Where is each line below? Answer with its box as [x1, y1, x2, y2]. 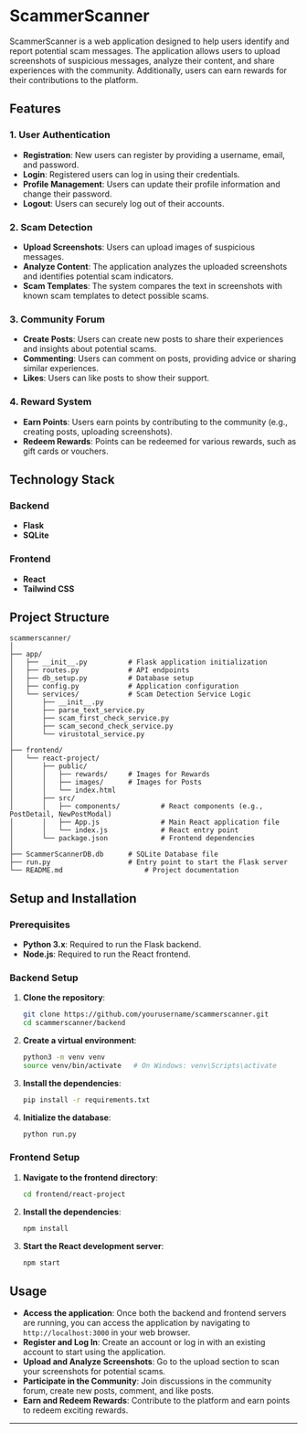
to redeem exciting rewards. [22, 1405, 129, 1416]
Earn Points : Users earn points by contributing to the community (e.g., [22, 416, 288, 427]
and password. [22, 159, 79, 170]
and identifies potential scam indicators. [22, 271, 174, 282]
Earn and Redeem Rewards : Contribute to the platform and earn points [22, 1396, 291, 1406]
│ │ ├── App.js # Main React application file [9, 818, 281, 828]
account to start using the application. [22, 1346, 166, 1358]
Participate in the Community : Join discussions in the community [22, 1375, 272, 1386]
